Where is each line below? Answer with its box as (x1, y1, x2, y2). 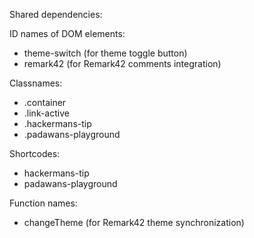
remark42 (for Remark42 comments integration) (23, 58, 222, 69)
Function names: (9, 197, 78, 209)
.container (23, 97, 67, 108)
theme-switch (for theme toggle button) (23, 47, 188, 59)
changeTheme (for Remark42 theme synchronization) (23, 217, 245, 228)
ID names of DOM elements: (9, 28, 126, 39)
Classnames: (9, 77, 63, 89)
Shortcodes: (9, 148, 61, 159)
